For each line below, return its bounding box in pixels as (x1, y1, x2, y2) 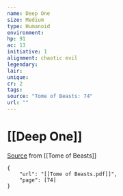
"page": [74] (19, 176, 57, 184)
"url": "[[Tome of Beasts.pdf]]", (19, 171, 118, 177)
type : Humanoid (7, 23, 51, 29)
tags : (7, 86, 23, 93)
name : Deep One (7, 10, 51, 17)
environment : (7, 29, 44, 36)
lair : (7, 67, 23, 74)
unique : (7, 73, 29, 81)
